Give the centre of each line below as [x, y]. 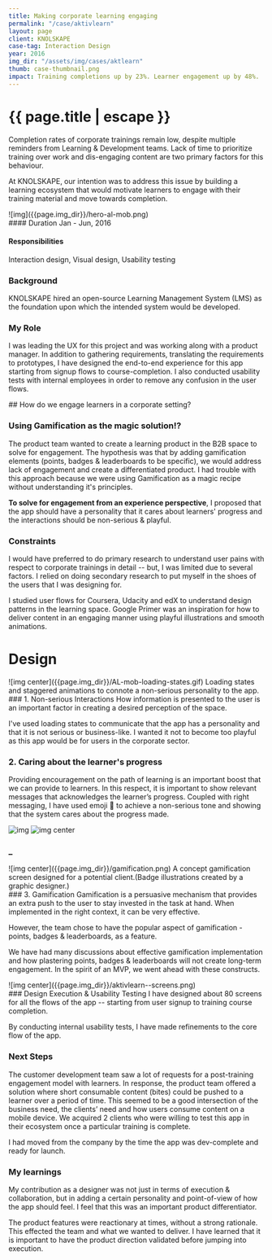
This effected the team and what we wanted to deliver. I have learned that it [135, 1232]
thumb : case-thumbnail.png [54, 69]
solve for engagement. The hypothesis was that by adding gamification [127, 452]
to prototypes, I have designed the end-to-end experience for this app [126, 363]
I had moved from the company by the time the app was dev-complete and [134, 1142]
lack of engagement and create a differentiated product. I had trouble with [132, 470]
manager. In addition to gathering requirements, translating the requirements [136, 354]
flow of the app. [35, 1035]
